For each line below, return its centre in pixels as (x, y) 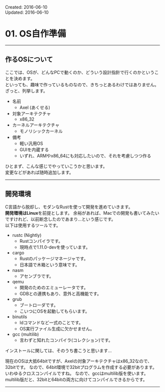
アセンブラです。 (37, 276)
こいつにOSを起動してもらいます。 (55, 311)
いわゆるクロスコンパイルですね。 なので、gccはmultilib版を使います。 (77, 373)
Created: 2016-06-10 (26, 7)
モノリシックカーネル (41, 131)
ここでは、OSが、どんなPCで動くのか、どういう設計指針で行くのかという (80, 72)
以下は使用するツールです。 (33, 225)
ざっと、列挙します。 (27, 91)
